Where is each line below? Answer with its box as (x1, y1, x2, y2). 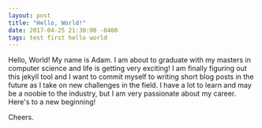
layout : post (8, 11, 51, 20)
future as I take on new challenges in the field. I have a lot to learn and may (8, 81, 253, 90)
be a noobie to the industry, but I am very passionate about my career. (8, 88, 237, 99)
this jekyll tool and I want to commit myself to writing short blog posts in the (8, 72, 254, 81)
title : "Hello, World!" (8, 19, 87, 27)
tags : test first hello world (8, 33, 108, 42)
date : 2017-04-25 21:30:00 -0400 (8, 26, 118, 34)
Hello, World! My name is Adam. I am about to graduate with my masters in (8, 55, 251, 65)
